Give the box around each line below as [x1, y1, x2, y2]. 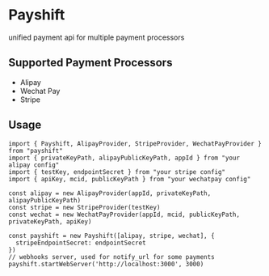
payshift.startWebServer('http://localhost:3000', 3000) [8, 260, 204, 268]
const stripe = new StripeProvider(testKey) [8, 203, 161, 211]
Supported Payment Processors [8, 56, 173, 70]
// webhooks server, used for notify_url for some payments [8, 253, 216, 261]
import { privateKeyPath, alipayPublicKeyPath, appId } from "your [8, 154, 241, 162]
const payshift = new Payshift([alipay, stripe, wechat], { [8, 231, 216, 240]
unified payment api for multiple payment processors [8, 32, 185, 42]
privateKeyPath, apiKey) [8, 217, 92, 226]
